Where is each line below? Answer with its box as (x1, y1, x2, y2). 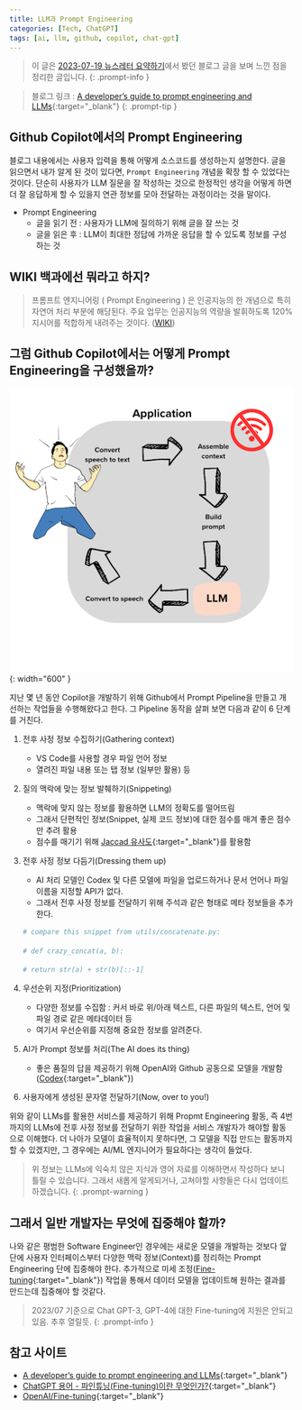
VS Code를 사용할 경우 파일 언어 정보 (35, 753, 168, 764)
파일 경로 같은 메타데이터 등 (35, 1013, 133, 1024)
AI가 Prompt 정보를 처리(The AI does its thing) (22, 1044, 190, 1055)
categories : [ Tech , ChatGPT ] (9, 23, 119, 33)
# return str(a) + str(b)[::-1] (22, 966, 144, 975)
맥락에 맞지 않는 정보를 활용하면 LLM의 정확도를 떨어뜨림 (35, 802, 235, 813)
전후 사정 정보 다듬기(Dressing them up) (22, 855, 167, 865)
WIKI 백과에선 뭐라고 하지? (9, 269, 151, 284)
